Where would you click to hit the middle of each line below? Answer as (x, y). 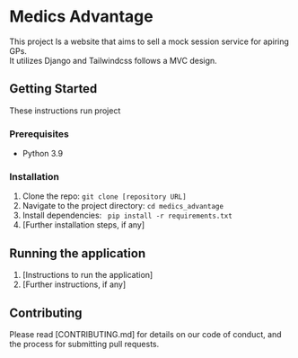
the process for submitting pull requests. (84, 344)
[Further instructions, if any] (74, 284)
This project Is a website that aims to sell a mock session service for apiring (149, 41)
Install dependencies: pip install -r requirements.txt (127, 215)
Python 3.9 (43, 154)
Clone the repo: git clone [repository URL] (104, 196)
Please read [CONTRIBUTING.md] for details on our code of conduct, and (145, 334)
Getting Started (53, 89)
